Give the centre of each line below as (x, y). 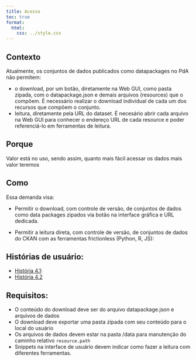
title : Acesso (23, 11)
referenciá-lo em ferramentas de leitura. (63, 126)
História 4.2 (28, 277)
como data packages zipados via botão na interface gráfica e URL (94, 215)
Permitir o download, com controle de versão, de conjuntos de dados (98, 208)
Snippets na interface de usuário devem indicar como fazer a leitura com (102, 347)
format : (16, 22)
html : (18, 28)
